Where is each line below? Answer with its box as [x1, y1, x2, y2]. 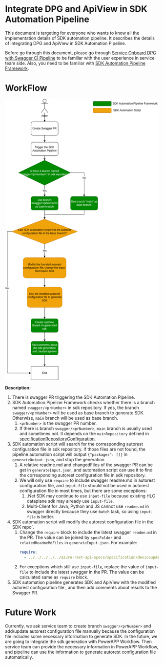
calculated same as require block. [19, 574, 89, 580]
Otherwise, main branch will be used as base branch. [12, 415, 119, 421]
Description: [5, 385, 31, 390]
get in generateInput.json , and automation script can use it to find [19, 467, 153, 472]
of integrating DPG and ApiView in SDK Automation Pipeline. [5, 40, 126, 46]
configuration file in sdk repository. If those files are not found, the [12, 446, 145, 452]
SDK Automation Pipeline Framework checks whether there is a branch [12, 399, 155, 405]
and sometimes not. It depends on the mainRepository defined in [19, 430, 149, 436]
